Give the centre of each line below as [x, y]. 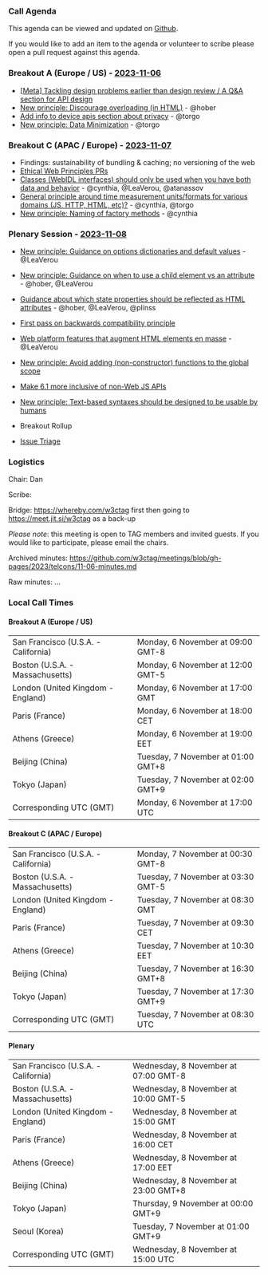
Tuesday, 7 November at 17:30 [195, 991]
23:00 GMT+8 [159, 1190]
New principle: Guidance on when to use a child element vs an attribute [137, 275]
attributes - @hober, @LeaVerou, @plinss [88, 308]
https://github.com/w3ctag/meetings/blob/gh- [145, 558]
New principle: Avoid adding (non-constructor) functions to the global [134, 363]
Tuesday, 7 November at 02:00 [195, 780]
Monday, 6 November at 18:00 [195, 710]
